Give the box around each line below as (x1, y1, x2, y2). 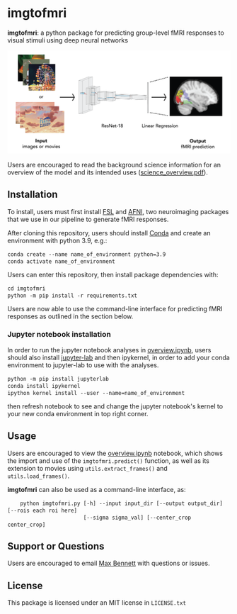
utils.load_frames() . (7, 471, 70, 480)
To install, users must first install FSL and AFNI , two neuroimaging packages (7, 207, 229, 216)
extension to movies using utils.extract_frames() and (7, 464, 168, 472)
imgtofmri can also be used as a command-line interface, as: (7, 485, 186, 493)
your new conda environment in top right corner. (7, 409, 149, 418)
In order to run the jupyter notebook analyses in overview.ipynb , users (7, 345, 212, 354)
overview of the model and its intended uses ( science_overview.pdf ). (7, 168, 209, 177)
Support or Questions (7, 540, 105, 552)
